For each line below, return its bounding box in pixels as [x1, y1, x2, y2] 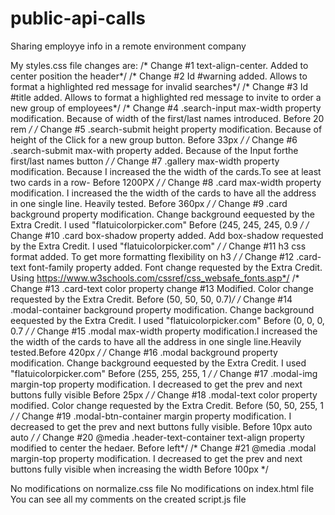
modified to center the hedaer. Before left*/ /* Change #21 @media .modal [10, 442, 317, 454]
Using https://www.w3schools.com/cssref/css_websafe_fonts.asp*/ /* [10, 272, 300, 284]
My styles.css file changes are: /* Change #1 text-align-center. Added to [10, 59, 309, 71]
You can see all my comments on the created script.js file [10, 493, 247, 505]
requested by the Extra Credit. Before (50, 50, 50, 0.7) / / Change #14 [10, 293, 293, 305]
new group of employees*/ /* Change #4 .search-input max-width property [10, 102, 322, 114]
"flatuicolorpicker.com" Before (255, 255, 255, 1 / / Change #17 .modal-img [10, 367, 318, 379]
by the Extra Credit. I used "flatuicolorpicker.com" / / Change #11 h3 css [10, 240, 307, 252]
